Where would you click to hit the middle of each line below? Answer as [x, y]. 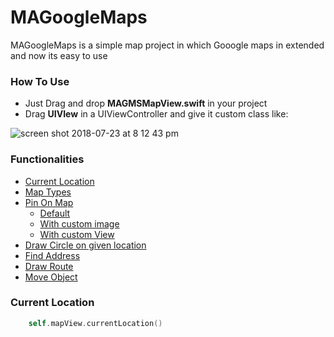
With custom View [77, 234]
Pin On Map [49, 202]
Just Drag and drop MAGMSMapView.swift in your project [146, 103]
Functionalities [47, 159]
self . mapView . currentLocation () [95, 323]
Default [55, 213]
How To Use [40, 81]
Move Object [51, 277]
